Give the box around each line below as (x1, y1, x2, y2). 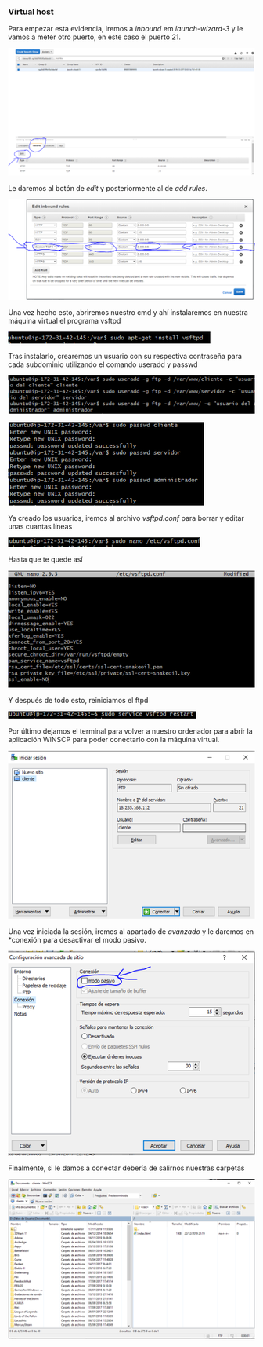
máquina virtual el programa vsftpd (8, 316, 121, 325)
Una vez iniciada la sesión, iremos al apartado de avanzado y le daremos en (8, 926, 254, 936)
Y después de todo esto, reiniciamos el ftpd (8, 695, 149, 705)
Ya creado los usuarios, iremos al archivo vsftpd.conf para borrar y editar (8, 514, 244, 523)
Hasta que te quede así (8, 555, 83, 564)
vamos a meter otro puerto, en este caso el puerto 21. (8, 32, 182, 42)
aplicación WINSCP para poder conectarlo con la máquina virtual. (8, 734, 220, 744)
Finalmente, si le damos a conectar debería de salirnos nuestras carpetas (8, 1163, 245, 1173)
